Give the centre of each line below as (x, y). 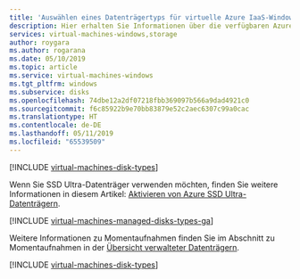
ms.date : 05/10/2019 (48, 59)
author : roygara (39, 42)
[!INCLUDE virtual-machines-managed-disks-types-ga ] (112, 220)
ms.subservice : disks (50, 92)
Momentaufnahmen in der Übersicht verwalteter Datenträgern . (124, 247)
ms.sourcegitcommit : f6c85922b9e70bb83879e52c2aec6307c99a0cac (129, 109)
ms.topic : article (43, 68)
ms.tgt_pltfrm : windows (54, 84)
